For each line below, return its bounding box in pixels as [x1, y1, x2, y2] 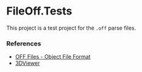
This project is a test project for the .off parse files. [6, 24, 137, 31]
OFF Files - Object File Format [15, 53, 91, 61]
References [6, 39, 41, 48]
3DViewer [15, 59, 40, 67]
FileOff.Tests [6, 4, 73, 18]
